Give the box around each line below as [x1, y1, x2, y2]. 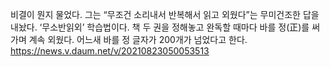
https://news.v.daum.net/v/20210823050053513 [10, 45, 210, 57]
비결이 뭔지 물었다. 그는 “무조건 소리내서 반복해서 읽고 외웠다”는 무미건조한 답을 [10, 9, 320, 20]
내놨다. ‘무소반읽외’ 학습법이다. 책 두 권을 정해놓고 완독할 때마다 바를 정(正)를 [10, 21, 310, 33]
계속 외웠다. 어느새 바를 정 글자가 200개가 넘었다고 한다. [28, 34, 248, 45]
